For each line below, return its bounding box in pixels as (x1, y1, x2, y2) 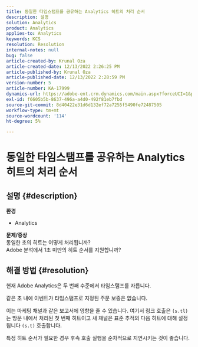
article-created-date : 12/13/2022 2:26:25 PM (6, 63, 120, 70)
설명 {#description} (6, 191, 78, 201)
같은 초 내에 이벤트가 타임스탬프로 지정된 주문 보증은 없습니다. (6, 294, 148, 302)
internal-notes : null (6, 47, 60, 53)
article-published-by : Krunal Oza (6, 69, 91, 75)
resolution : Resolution (6, 42, 65, 48)
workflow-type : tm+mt (6, 107, 60, 113)
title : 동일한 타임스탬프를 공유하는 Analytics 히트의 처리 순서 (6, 8, 146, 15)
